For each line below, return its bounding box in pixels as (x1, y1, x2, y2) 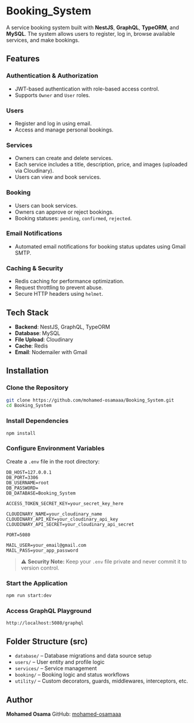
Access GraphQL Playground (6, 606, 92, 615)
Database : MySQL (14, 329, 61, 337)
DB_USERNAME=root (6, 480, 49, 486)
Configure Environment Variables (6, 445, 105, 453)
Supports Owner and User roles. (14, 91, 90, 99)
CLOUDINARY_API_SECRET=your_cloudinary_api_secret (6, 521, 134, 527)
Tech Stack (6, 308, 49, 318)
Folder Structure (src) (6, 636, 88, 646)
